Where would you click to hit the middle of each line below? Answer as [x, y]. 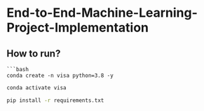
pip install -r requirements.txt [55, 100]
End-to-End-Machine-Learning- [102, 13]
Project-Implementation [77, 28]
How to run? [34, 53]
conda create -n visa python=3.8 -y [60, 75]
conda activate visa [37, 88]
